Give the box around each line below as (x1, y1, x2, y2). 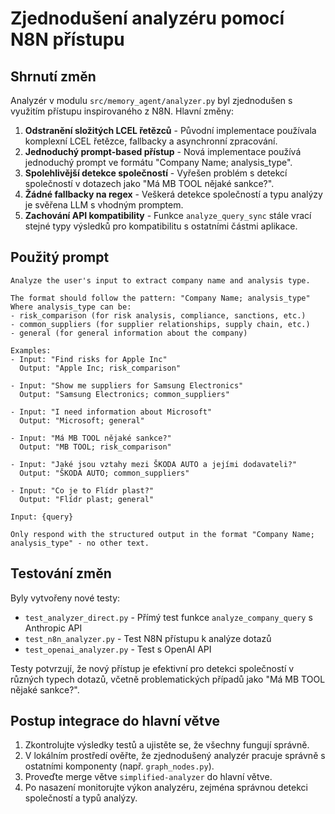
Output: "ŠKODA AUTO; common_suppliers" (19, 468, 190, 478)
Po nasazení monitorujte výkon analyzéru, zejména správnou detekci (24, 782, 308, 794)
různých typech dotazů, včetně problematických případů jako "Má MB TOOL (10, 673, 326, 685)
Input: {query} (10, 512, 74, 522)
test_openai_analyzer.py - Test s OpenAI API (24, 643, 212, 655)
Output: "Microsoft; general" (19, 415, 145, 426)
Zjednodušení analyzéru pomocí (10, 7, 285, 30)
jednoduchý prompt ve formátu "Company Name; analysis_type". (24, 157, 293, 168)
